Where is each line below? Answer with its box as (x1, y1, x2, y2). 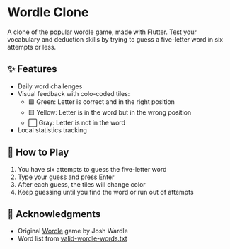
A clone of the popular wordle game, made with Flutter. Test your (7, 28, 197, 36)
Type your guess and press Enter (17, 173, 115, 181)
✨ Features (7, 63, 57, 75)
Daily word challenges (17, 82, 83, 91)
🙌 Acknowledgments (7, 208, 101, 220)
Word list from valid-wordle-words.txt (17, 234, 127, 243)
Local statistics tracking (17, 125, 87, 134)
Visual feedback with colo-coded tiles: (17, 89, 130, 98)
